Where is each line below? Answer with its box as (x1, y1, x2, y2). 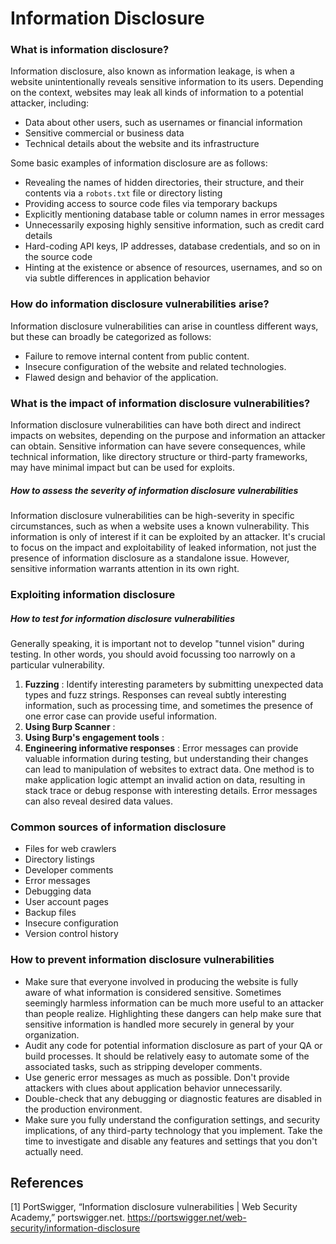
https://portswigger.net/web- (126, 1212, 247, 1224)
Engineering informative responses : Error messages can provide (24, 742, 299, 754)
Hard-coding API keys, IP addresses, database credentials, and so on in (24, 240, 321, 252)
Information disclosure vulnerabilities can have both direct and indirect (10, 419, 301, 431)
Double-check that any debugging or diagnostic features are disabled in (24, 1092, 322, 1104)
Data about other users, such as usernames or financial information (24, 117, 303, 129)
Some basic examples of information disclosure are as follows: (10, 157, 268, 169)
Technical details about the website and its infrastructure (24, 138, 260, 150)
